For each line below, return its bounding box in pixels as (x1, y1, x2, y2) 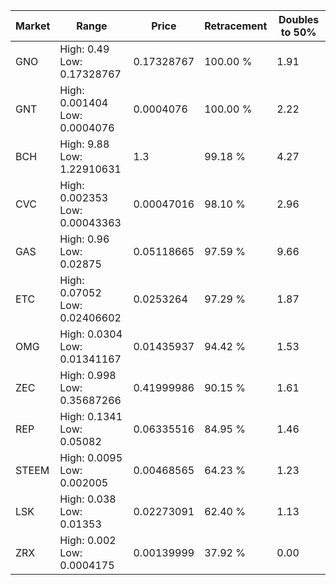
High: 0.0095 (59, 451, 123, 464)
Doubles (278, 13, 320, 26)
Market (15, 19, 51, 33)
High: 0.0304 (59, 327, 123, 341)
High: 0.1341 (59, 410, 123, 423)
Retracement (204, 19, 268, 33)
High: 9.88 (59, 137, 110, 151)
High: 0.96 (59, 232, 110, 246)
